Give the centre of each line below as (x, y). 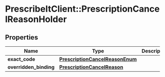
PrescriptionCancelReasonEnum (98, 59)
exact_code (21, 59)
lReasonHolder (36, 19)
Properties (22, 37)
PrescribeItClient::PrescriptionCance (82, 9)
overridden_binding (31, 67)
